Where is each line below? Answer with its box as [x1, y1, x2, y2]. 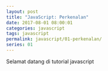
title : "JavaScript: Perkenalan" [6, 14, 89, 20]
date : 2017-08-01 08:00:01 [6, 20, 73, 25]
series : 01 [6, 42, 33, 48]
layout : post [6, 8, 39, 15]
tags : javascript [6, 31, 49, 37]
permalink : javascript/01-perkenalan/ [6, 36, 102, 42]
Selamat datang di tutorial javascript [6, 57, 94, 65]
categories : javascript [6, 25, 65, 31]
